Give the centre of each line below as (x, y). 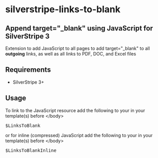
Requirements (28, 70)
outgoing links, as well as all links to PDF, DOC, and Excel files (71, 54)
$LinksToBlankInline (31, 150)
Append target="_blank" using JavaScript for (79, 28)
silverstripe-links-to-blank (63, 9)
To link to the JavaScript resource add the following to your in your (75, 110)
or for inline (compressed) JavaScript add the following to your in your (79, 135)
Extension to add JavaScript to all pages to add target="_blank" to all (78, 48)
